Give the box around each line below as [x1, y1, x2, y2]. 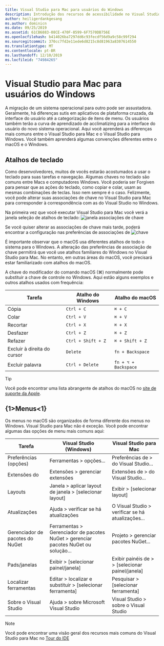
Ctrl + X [65, 322, 86, 327]
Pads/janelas [7, 561, 38, 568]
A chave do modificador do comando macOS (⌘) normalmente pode [5, 269, 143, 275]
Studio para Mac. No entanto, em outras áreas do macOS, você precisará [5, 254, 152, 260]
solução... [49, 547, 72, 554]
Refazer [7, 338, 25, 344]
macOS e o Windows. [5, 142, 49, 148]
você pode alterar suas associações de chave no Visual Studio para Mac [5, 195, 151, 200]
